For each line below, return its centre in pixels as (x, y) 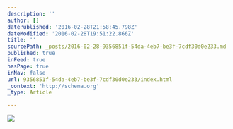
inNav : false (27, 73)
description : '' (31, 14)
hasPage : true (28, 66)
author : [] (23, 20)
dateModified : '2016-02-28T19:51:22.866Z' (71, 33)
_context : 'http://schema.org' (53, 86)
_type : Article (30, 92)
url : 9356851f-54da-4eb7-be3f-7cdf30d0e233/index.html (90, 79)
